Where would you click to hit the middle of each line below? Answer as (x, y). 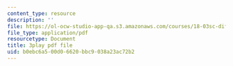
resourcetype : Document (42, 39)
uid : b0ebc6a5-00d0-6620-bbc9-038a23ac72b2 (71, 52)
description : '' (31, 20)
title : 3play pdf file (40, 45)
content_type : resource (42, 13)
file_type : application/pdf (48, 33)
